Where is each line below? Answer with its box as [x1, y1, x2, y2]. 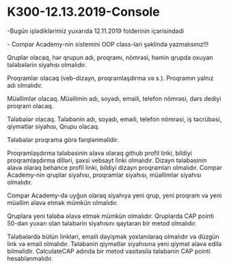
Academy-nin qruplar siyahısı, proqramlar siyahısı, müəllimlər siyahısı [7, 171, 202, 179]
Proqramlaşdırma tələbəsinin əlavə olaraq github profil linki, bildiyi [7, 149, 193, 157]
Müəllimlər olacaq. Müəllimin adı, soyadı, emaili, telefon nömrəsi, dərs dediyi [7, 94, 221, 103]
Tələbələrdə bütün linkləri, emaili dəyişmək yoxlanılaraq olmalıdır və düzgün [7, 232, 220, 241]
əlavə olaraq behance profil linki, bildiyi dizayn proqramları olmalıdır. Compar [7, 163, 223, 171]
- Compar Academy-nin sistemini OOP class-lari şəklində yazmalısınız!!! [7, 40, 209, 48]
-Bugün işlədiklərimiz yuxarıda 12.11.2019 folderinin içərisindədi [7, 27, 185, 35]
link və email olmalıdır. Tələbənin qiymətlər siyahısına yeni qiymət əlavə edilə [7, 239, 222, 247]
